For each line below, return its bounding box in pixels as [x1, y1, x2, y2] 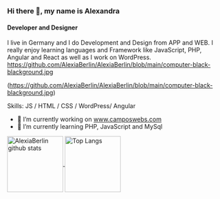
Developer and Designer [7, 23, 78, 32]
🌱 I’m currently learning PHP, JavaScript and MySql [16, 123, 163, 131]
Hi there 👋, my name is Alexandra [7, 6, 120, 16]
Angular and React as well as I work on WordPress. [7, 53, 151, 61]
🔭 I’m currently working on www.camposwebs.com [16, 115, 162, 123]
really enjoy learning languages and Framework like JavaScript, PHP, [7, 46, 202, 54]
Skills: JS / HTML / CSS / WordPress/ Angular [7, 102, 136, 110]
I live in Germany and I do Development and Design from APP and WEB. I [7, 39, 213, 47]
